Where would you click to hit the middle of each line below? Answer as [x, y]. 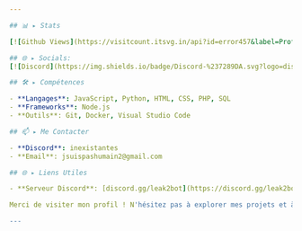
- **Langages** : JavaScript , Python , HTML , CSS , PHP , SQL [120, 99]
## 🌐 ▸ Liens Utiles [49, 173]
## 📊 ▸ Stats [35, 25]
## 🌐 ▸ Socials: [40, 58]
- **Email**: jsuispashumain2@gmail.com [86, 156]
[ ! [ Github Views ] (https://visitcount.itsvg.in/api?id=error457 [130, 41]
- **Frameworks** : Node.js [60, 107]
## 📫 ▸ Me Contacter [49, 131]
